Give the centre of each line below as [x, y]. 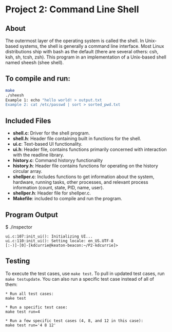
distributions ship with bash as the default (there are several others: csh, [82, 52]
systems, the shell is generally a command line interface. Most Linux [92, 46]
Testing [18, 261]
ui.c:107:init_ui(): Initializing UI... [49, 236]
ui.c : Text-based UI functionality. [47, 144]
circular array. [27, 171]
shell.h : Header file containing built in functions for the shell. [77, 139]
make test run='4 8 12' [31, 325]
